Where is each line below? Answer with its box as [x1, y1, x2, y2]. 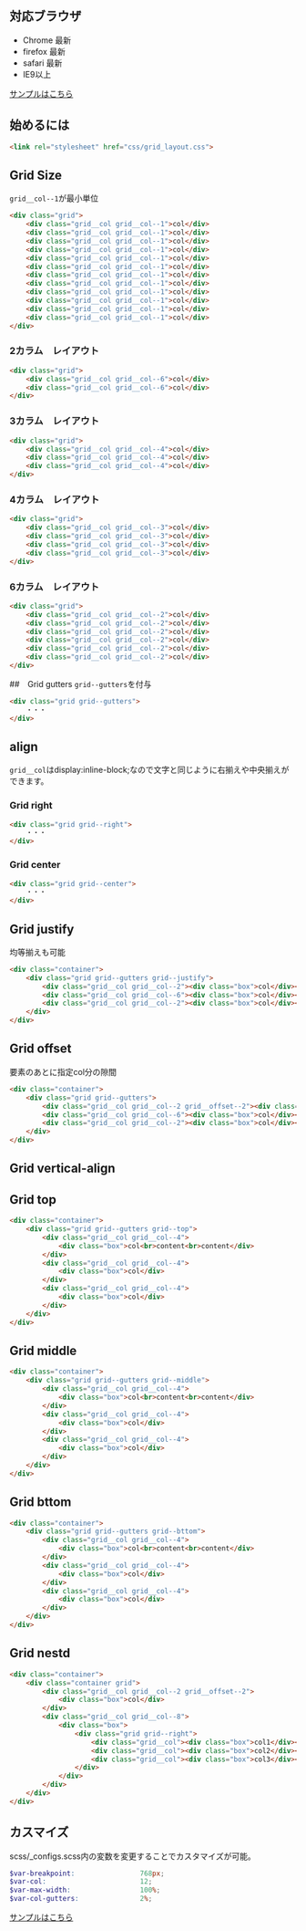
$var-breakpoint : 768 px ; [9, 1869, 166, 1878]
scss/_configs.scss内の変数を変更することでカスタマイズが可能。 [9, 1851, 257, 1862]
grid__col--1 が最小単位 [9, 193, 98, 204]
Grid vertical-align [9, 1161, 116, 1176]
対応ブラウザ [9, 8, 82, 25]
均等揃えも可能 [9, 946, 66, 957]
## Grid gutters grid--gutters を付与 [9, 678, 152, 689]
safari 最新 [22, 57, 63, 68]
